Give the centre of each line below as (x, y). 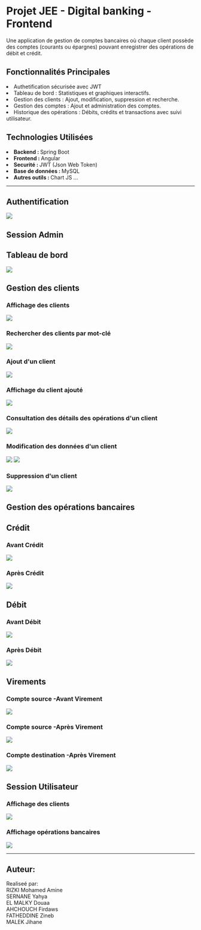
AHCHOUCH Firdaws (32, 909)
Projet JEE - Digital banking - (79, 11)
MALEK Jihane (24, 922)
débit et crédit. (24, 53)
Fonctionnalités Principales (58, 72)
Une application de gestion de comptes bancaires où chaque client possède (100, 40)
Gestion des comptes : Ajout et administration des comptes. (88, 106)
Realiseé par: (22, 884)
